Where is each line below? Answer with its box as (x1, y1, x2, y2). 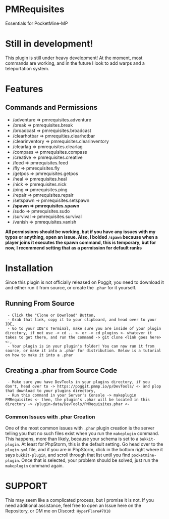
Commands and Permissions (5, 103, 97, 112)
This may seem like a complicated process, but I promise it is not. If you (5, 497, 154, 503)
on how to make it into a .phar (5, 353, 73, 358)
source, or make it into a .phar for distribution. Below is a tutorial (5, 348, 161, 353)
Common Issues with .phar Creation (5, 413, 95, 420)
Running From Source (5, 299, 75, 308)
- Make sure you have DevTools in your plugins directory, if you (7, 379, 150, 385)
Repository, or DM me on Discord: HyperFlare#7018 (5, 507, 111, 514)
